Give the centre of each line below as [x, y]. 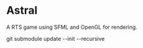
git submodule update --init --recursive [56, 38]
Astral [22, 10]
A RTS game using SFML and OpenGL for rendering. [72, 27]
